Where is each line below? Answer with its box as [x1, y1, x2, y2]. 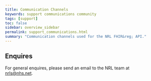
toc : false [5, 20, 27, 26]
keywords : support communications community [5, 12, 97, 16]
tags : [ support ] [5, 16, 38, 21]
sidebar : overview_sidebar [5, 25, 60, 30]
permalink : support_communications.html [5, 30, 88, 34]
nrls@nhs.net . [5, 70, 33, 76]
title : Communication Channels [5, 7, 68, 12]
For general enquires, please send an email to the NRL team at [5, 65, 130, 71]
